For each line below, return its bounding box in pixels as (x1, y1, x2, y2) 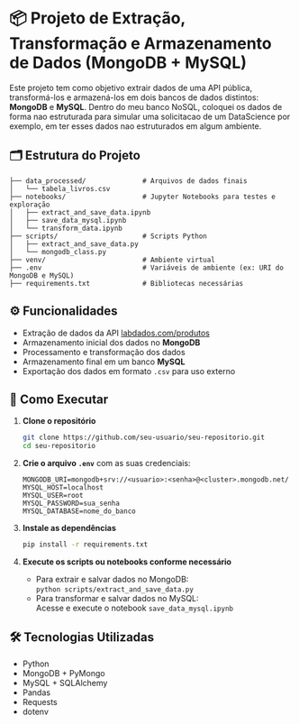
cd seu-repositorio (22, 442, 96, 451)
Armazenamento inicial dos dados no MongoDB (22, 336, 201, 348)
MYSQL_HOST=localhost (22, 483, 104, 492)
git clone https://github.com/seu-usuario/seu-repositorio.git (22, 433, 266, 443)
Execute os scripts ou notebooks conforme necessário (22, 556, 232, 567)
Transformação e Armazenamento (9, 33, 272, 54)
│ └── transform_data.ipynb (9, 224, 123, 233)
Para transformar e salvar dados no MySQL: (35, 593, 200, 603)
